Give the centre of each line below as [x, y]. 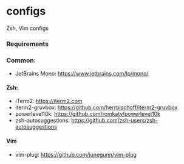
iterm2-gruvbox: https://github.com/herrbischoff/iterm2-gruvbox [96, 107]
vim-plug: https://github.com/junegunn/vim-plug [76, 154]
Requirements [28, 44]
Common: [21, 60]
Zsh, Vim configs [27, 28]
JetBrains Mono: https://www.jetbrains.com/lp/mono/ [82, 74]
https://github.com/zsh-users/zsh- [115, 121]
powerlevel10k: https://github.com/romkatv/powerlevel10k [88, 114]
